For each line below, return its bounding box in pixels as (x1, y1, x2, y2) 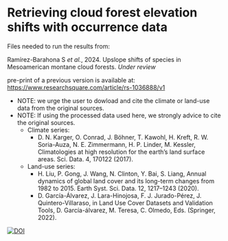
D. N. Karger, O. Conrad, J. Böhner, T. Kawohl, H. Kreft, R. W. (37, 133, 209, 141)
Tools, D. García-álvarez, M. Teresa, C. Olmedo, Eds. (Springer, (37, 206, 216, 214)
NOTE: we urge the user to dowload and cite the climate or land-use (16, 96, 210, 104)
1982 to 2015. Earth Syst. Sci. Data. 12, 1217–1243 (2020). (37, 184, 199, 192)
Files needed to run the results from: (7, 42, 111, 50)
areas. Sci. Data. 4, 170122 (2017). (37, 154, 134, 163)
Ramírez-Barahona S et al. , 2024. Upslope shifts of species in (7, 55, 181, 63)
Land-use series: (27, 162, 76, 170)
